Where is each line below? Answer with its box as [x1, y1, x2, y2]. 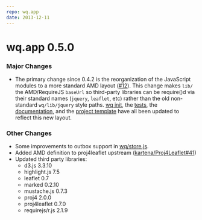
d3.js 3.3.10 [24, 162, 52, 169]
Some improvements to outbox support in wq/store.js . [14, 143, 149, 150]
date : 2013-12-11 [6, 14, 50, 20]
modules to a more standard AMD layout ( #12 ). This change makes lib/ [14, 82, 193, 89]
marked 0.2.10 [24, 181, 59, 189]
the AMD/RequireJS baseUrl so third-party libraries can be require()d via [14, 88, 195, 95]
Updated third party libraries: [14, 156, 87, 163]
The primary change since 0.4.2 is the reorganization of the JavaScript [14, 75, 191, 83]
